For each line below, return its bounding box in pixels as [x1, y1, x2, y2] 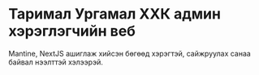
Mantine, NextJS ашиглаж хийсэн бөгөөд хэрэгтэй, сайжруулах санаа [8, 48, 252, 58]
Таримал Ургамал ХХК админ [8, 5, 222, 23]
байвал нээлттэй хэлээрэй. [8, 57, 103, 67]
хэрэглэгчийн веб [8, 22, 136, 40]
